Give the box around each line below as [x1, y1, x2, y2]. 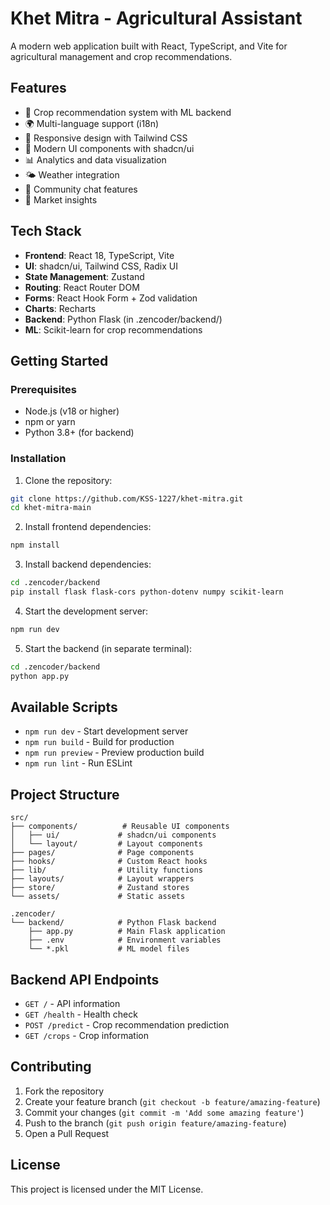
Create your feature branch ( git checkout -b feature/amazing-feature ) [24, 1095, 321, 1107]
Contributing [10, 1058, 92, 1076]
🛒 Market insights [24, 193, 98, 206]
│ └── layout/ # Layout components [10, 839, 203, 849]
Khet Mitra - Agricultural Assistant [10, 7, 303, 30]
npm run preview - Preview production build [24, 747, 205, 759]
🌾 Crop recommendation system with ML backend [24, 106, 232, 118]
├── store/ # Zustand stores [10, 883, 190, 893]
